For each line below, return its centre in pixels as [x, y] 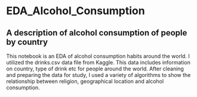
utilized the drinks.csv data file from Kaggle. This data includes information [98, 62]
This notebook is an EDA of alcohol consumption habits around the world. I [98, 56]
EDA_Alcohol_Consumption [76, 11]
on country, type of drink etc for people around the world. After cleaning [95, 69]
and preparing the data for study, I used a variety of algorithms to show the [98, 75]
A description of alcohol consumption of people [97, 33]
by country [27, 42]
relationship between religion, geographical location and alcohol [85, 81]
